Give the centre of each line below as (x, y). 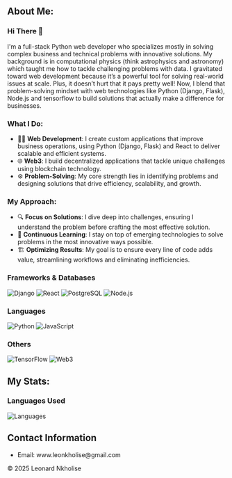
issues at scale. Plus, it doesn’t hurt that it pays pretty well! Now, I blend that (116, 83)
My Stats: (28, 381)
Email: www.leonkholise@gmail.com (69, 454)
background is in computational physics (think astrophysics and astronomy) (116, 61)
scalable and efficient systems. (61, 153)
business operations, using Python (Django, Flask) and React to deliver (118, 146)
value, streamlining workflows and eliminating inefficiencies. (103, 260)
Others (19, 344)
